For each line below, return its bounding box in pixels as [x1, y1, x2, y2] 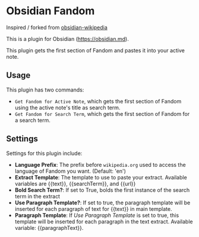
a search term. [14, 116, 50, 124]
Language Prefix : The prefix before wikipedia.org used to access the [14, 161, 186, 168]
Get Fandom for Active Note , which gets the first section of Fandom [14, 97, 182, 105]
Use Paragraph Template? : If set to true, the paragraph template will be [14, 199, 191, 206]
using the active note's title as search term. [14, 104, 121, 111]
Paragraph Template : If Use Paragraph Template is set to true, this [14, 211, 179, 219]
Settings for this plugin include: [6, 150, 83, 157]
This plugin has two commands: [6, 86, 84, 93]
